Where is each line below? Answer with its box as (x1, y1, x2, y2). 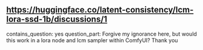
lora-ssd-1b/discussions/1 (6, 14, 108, 25)
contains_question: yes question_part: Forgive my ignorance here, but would (6, 30, 197, 37)
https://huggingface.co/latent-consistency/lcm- (6, 5, 194, 15)
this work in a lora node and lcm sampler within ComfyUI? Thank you (6, 36, 178, 44)
